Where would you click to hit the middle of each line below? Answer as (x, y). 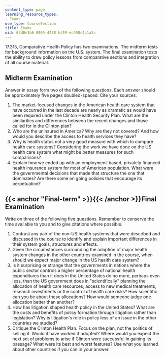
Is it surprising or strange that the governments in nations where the (81, 265)
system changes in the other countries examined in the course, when (82, 255)
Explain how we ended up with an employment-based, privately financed (86, 162)
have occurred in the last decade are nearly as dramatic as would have (84, 110)
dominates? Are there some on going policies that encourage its (77, 178)
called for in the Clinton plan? (42, 126)
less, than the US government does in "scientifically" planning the (79, 281)
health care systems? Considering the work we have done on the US (82, 147)
